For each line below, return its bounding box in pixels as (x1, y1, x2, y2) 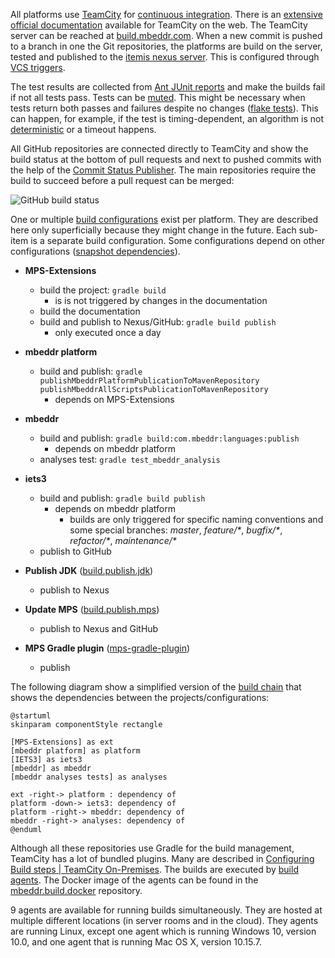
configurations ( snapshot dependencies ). (10, 245, 181, 257)
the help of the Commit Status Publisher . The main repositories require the (10, 164, 317, 176)
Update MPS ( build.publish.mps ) (24, 604, 160, 615)
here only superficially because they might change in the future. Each (10, 224, 297, 236)
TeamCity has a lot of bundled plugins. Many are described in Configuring (10, 853, 315, 864)
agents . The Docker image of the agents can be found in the (10, 874, 259, 886)
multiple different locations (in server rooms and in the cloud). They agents (10, 915, 319, 926)
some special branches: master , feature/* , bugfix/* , (69, 524, 283, 536)
